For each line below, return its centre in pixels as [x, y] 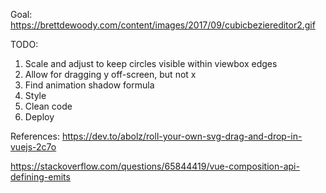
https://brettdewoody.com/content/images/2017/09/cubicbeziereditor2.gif [163, 25]
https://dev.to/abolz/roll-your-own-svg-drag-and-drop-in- [182, 136]
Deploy [39, 117]
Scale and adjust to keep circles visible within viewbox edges [151, 63]
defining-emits [40, 177]
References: [35, 136]
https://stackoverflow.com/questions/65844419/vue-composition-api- [155, 166]
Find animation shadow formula [89, 85]
